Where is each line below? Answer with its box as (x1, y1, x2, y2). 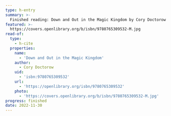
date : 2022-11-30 (5, 103, 42, 108)
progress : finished (5, 98, 47, 103)
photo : (14, 88, 29, 94)
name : (14, 50, 27, 55)
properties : (10, 46, 36, 51)
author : (14, 60, 31, 65)
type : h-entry (5, 7, 36, 13)
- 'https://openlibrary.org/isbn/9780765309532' (18, 84, 125, 89)
